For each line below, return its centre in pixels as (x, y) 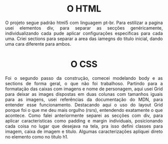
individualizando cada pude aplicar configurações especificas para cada (84, 33)
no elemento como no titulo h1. (37, 136)
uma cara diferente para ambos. (38, 44)
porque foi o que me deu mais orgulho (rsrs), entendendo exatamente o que (84, 110)
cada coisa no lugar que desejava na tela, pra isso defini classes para (84, 126)
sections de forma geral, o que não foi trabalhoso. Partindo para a (84, 83)
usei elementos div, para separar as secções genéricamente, (84, 28)
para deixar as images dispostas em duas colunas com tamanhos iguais (84, 94)
